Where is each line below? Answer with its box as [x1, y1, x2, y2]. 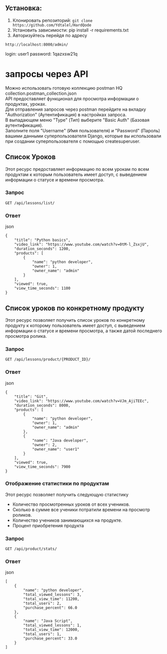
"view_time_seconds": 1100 [14, 286, 71, 291]
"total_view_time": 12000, [23, 627, 80, 632]
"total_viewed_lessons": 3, [23, 592, 82, 597]
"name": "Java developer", [32, 438, 89, 443]
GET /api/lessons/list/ [5, 200, 55, 205]
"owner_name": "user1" [32, 447, 80, 452]
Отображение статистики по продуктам [5, 480, 109, 487]
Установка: [5, 4, 42, 13]
